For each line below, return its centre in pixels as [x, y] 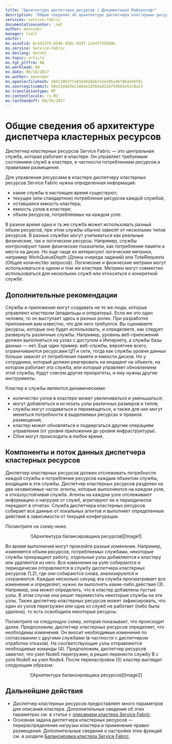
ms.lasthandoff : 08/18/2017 [35, 100]
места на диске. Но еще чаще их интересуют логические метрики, [79, 252]
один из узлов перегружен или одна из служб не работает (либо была [82, 606]
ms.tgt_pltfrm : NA [25, 63]
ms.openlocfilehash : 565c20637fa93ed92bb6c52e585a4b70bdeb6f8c [74, 82]
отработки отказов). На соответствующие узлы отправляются [74, 643]
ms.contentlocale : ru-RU [32, 96]
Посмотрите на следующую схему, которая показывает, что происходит [85, 621]
